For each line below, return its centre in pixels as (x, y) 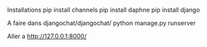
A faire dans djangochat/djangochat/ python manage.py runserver (101, 23)
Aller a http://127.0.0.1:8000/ (47, 36)
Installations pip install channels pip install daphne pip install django (104, 10)
